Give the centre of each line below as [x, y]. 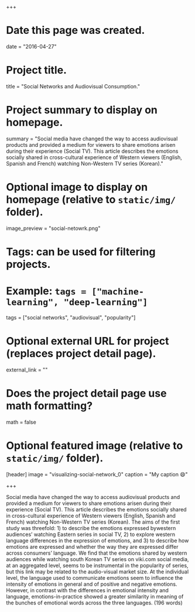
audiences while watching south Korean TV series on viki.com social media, [97, 559]
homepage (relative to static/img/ [91, 200]
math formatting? [49, 406]
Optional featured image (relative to [95, 446]
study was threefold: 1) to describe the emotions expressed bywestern [91, 528]
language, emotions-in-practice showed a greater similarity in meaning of [95, 596]
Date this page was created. [76, 30]
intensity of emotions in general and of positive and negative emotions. [92, 584]
